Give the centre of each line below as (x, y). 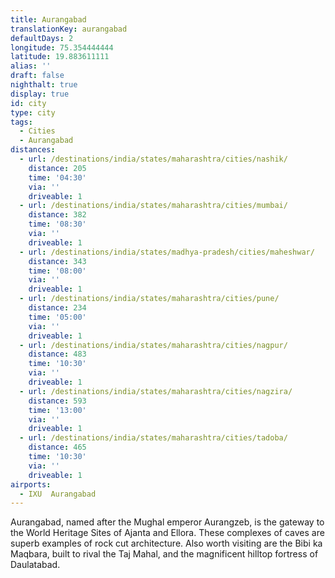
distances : (33, 150)
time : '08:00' (57, 271)
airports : (31, 484)
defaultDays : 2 (42, 38)
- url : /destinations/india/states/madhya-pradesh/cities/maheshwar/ (167, 252)
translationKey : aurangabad (69, 29)
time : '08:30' (57, 224)
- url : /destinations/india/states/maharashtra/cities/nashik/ (153, 159)
